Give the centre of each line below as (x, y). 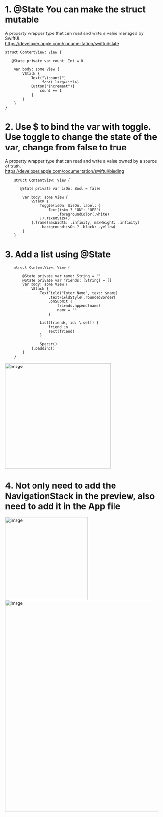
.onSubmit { (60, 301)
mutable (22, 20)
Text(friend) (62, 331)
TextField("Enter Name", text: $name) (79, 293)
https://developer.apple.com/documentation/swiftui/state (62, 43)
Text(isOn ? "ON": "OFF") (74, 210)
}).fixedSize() (55, 218)
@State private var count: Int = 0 (47, 61)
